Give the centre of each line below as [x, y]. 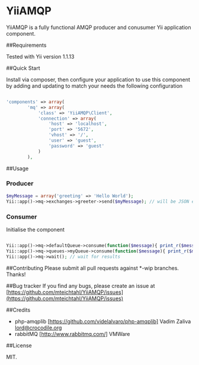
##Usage [17, 168]
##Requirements [26, 45]
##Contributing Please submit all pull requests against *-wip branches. [93, 268]
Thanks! [16, 274]
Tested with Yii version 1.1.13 [40, 56]
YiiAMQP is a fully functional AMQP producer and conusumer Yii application [99, 27]
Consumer [22, 216]
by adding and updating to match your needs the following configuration [94, 86]
